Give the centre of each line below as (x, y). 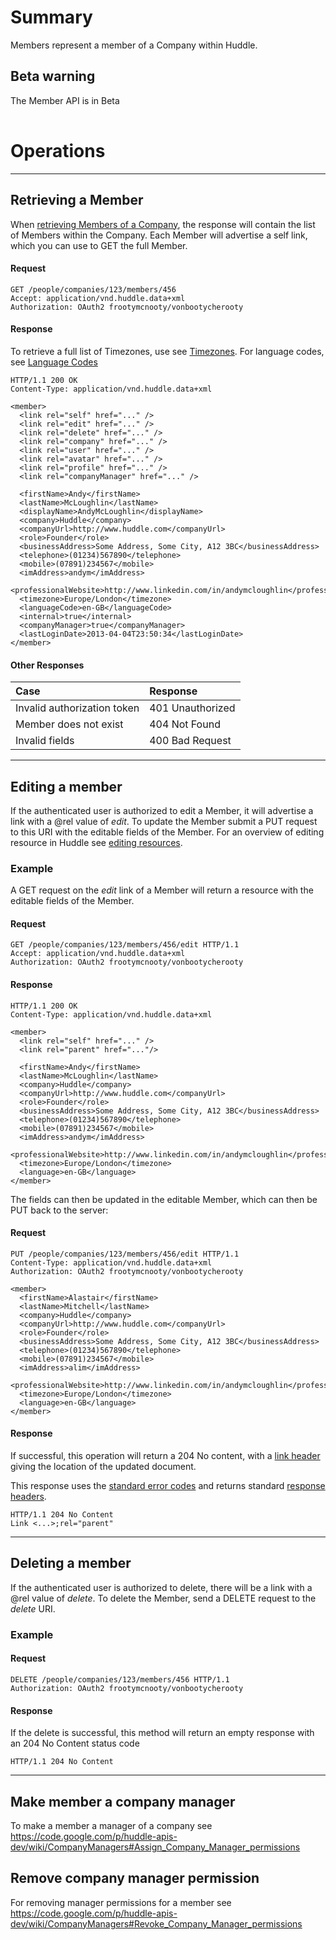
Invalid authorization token (77, 708)
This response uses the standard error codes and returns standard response (168, 1486)
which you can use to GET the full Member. (99, 245)
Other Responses (47, 665)
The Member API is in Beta (65, 100)
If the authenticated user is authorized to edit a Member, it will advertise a (162, 810)
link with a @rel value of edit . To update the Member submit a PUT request (164, 821)
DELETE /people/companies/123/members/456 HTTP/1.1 (120, 1679)
